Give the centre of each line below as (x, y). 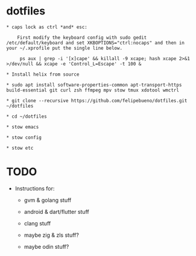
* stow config (24, 137)
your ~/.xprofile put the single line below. (64, 48)
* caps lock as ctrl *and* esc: (47, 27)
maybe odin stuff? (46, 246)
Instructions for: (35, 188)
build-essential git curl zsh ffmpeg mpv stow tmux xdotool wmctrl (93, 90)
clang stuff (37, 223)
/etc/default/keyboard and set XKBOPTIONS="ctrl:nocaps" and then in (96, 43)
